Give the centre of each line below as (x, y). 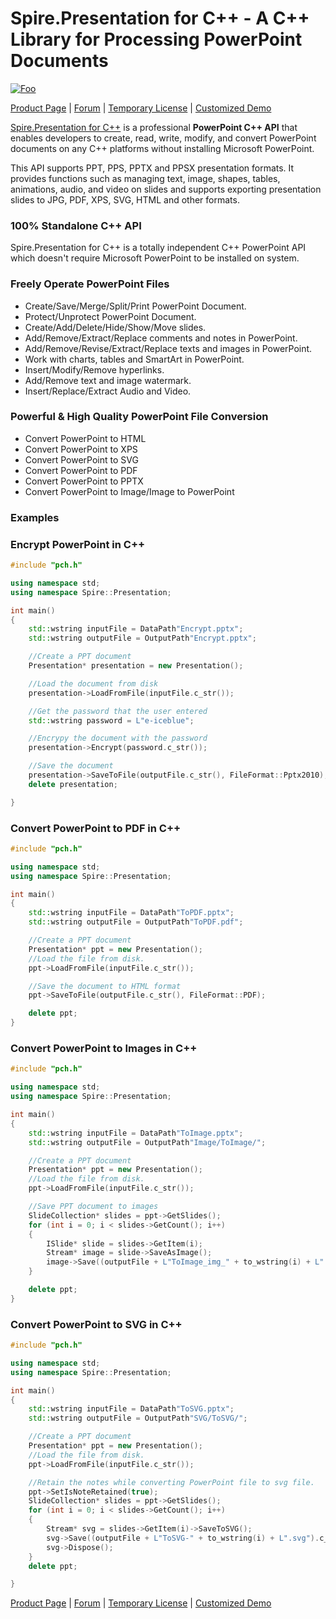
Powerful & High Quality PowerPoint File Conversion (139, 417)
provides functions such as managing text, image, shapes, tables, (145, 178)
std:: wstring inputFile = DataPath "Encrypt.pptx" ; (136, 629)
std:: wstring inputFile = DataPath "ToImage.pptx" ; (136, 1133)
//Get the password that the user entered (118, 711)
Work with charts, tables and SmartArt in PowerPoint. (134, 359)
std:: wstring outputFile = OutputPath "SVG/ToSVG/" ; (138, 1418)
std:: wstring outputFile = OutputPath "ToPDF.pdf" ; (136, 922)
